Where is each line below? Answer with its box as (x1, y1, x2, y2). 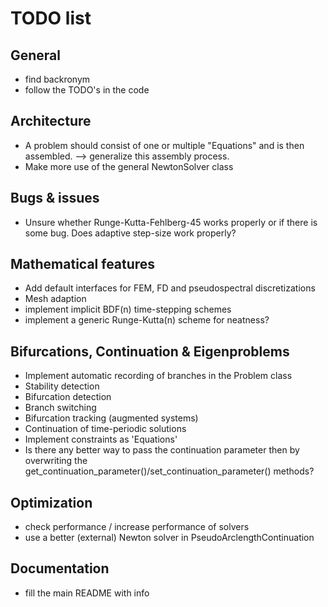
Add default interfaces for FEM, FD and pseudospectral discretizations (24, 282, 316, 294)
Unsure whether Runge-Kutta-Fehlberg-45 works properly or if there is (24, 216, 318, 228)
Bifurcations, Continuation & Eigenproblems (10, 343, 290, 360)
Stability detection (24, 380, 100, 392)
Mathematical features (10, 256, 156, 273)
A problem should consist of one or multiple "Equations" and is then (24, 139, 305, 151)
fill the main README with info (24, 587, 150, 599)
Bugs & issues (10, 190, 100, 207)
